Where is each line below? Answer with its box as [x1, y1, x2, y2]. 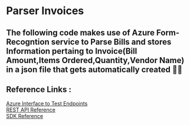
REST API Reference [6, 106, 56, 113]
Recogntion [6, 37, 50, 47]
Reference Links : [6, 84, 72, 94]
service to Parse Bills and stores [51, 37, 172, 47]
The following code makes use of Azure [6, 28, 155, 38]
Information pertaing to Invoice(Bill [6, 46, 137, 56]
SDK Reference [6, 113, 43, 120]
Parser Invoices [6, 4, 84, 18]
